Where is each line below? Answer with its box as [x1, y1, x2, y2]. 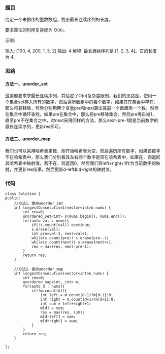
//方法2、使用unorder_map [14, 267, 64, 272]
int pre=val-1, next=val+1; [31, 231, 90, 236]
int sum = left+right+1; [40, 301, 92, 306]
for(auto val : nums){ [23, 218, 69, 223]
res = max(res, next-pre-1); [31, 244, 92, 249]
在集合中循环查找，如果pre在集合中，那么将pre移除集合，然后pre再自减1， [5, 111, 157, 117]
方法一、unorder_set [5, 80, 48, 87]
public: [5, 196, 21, 200]
